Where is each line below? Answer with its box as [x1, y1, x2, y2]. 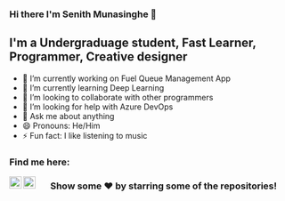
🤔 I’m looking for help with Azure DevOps [21, 101, 174, 112]
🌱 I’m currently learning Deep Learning [21, 82, 165, 92]
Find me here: [9, 156, 70, 168]
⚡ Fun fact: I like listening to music [21, 130, 148, 141]
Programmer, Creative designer [9, 49, 188, 65]
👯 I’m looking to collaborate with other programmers [21, 92, 214, 102]
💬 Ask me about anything [21, 110, 115, 121]
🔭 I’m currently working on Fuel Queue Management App [21, 73, 232, 84]
